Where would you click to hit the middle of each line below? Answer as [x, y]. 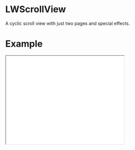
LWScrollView [36, 9]
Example [24, 44]
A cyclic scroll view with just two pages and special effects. [67, 23]
